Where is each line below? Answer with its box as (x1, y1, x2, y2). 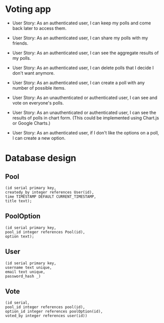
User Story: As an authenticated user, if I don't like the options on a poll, (12, 129, 160, 135)
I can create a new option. (12, 135, 66, 141)
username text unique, (5, 265, 52, 270)
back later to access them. (12, 25, 67, 31)
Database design (5, 153, 77, 164)
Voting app (5, 3, 51, 15)
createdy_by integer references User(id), (5, 190, 94, 195)
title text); (5, 198, 32, 204)
